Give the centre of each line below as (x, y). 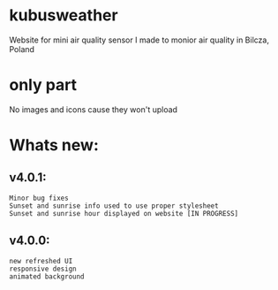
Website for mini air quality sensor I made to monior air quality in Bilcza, (139, 40)
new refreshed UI (41, 261)
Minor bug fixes (39, 198)
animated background (47, 276)
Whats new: (54, 145)
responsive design (43, 269)
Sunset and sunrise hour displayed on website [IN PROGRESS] (124, 213)
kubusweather (64, 15)
